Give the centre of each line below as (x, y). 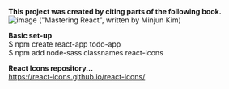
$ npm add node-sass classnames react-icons (86, 53)
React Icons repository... (51, 68)
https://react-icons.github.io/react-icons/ (77, 77)
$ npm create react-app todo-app (65, 44)
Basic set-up (30, 36)
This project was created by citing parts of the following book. (115, 12)
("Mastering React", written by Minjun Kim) (110, 20)
